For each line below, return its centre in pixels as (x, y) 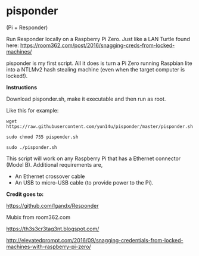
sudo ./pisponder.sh (32, 147)
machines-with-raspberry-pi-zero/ (49, 246)
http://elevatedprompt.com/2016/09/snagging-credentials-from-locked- (95, 240)
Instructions (22, 87)
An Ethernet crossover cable (50, 176)
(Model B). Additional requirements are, (55, 164)
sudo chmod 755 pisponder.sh (42, 137)
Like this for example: (32, 110)
